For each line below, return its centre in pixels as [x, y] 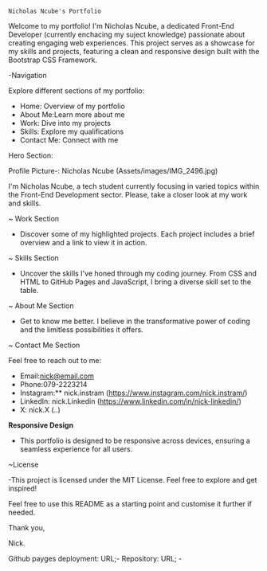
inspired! [23, 488]
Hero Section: [31, 155]
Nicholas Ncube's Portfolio [55, 11]
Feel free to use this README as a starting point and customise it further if [130, 504]
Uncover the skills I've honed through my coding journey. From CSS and [138, 273]
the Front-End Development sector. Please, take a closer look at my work [128, 195]
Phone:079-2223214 [53, 384]
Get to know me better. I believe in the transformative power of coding [135, 321]
